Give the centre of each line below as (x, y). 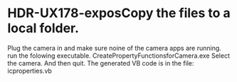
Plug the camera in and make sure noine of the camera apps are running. (115, 48)
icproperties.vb (30, 71)
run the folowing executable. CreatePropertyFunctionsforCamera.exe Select (118, 56)
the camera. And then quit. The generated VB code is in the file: (101, 63)
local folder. (43, 28)
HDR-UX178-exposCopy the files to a (119, 13)
